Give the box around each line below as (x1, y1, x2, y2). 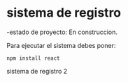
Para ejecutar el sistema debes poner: (6, 41, 116, 49)
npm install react (6, 54, 60, 62)
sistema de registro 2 (6, 67, 68, 75)
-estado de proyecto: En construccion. (6, 28, 118, 36)
